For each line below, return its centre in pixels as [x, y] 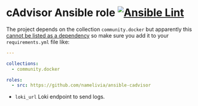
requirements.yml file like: [38, 42]
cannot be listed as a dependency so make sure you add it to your [88, 35]
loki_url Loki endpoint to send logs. [60, 97]
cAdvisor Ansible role [61, 13]
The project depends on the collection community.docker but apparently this [99, 29]
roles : [14, 80]
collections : [22, 63]
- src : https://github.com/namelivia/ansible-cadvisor [81, 85]
